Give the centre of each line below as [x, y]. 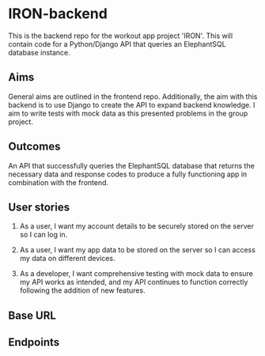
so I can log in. [44, 235]
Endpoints [34, 342]
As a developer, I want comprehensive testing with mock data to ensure [136, 274]
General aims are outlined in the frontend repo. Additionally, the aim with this [133, 97]
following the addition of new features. [82, 290]
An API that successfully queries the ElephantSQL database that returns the [131, 165]
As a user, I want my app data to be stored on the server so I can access [137, 250]
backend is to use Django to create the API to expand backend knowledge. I [132, 104]
